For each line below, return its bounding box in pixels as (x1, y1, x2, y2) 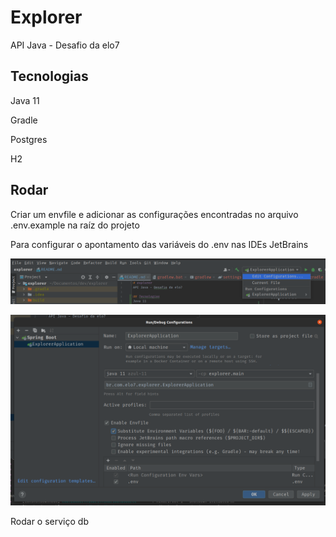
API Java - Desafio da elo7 (10, 39, 120, 51)
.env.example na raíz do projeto (10, 219, 140, 231)
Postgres (10, 133, 48, 145)
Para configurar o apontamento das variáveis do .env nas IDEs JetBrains (10, 238, 309, 250)
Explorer (10, 6, 83, 29)
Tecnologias (10, 68, 89, 85)
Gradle (10, 114, 38, 126)
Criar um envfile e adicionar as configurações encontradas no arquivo (10, 208, 299, 220)
